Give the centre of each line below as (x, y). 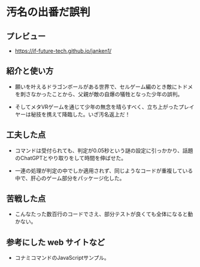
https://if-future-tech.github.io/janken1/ (63, 51)
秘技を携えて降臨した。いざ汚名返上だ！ (81, 114)
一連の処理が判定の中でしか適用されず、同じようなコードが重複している (104, 170)
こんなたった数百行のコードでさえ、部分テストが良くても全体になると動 (104, 214)
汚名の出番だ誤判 (49, 12)
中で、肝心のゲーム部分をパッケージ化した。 (70, 178)
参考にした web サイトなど (56, 242)
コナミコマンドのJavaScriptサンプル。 (62, 258)
